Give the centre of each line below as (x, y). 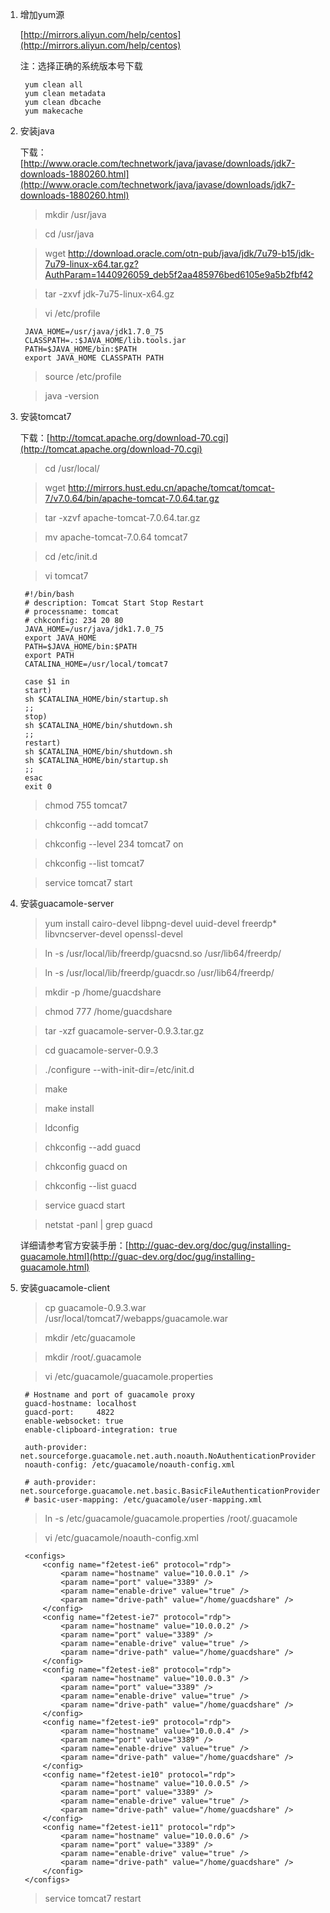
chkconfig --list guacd (90, 1186)
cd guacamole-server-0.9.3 (101, 1050)
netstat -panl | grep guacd (98, 1224)
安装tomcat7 (45, 416)
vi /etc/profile (72, 313)
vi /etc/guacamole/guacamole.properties (129, 1376)
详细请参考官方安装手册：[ (74, 1245)
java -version (72, 396)
